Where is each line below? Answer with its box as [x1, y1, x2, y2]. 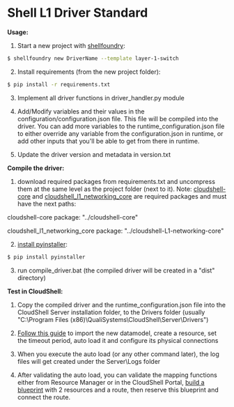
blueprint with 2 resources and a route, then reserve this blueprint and [17, 385, 219, 394]
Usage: [7, 28, 29, 36]
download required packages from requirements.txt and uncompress [17, 177, 216, 185]
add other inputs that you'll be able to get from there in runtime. [17, 137, 200, 145]
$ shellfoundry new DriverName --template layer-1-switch [7, 54, 179, 62]
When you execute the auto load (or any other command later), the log [17, 350, 219, 358]
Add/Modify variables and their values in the [17, 107, 145, 116]
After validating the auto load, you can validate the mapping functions [17, 371, 217, 379]
